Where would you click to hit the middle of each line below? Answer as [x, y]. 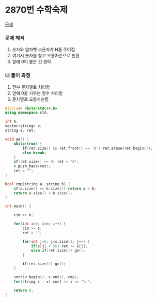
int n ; [12, 122]
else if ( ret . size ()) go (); [58, 251]
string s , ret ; [20, 131]
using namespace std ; [27, 113]
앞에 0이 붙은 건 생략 [31, 62]
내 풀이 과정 [18, 76]
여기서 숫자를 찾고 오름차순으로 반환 [46, 56]
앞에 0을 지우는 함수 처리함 [37, 93]
